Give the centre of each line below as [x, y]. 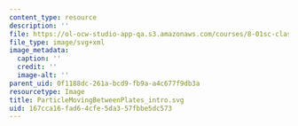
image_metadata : [39, 51]
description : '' [39, 26]
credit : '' [37, 67]
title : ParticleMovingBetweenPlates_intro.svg [97, 100]
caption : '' [39, 59]
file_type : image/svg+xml [57, 42]
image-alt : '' [43, 75]
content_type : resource [53, 17]
